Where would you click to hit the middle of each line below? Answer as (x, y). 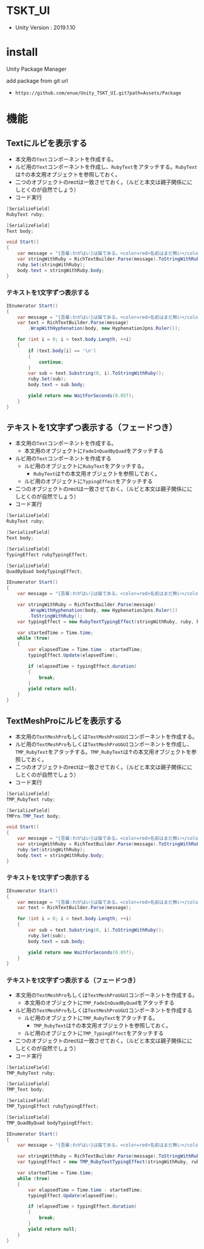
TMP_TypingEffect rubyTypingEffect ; (53, 1107)
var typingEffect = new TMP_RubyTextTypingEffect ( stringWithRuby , (103, 1162)
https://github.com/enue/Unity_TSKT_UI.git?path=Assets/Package (98, 93)
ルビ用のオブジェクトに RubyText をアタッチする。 (86, 466)
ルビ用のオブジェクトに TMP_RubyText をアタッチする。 (91, 1018)
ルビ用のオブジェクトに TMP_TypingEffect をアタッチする (94, 1033)
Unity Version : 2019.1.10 (45, 27)
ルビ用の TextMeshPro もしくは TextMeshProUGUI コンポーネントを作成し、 (104, 744)
